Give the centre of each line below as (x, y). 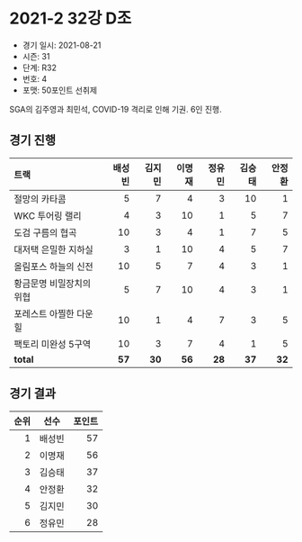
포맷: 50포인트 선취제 (59, 90)
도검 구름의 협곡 (45, 232)
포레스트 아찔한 (44, 313)
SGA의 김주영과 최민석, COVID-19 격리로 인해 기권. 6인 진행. (115, 109)
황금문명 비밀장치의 (53, 283)
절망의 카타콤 (40, 199)
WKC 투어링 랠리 (48, 215)
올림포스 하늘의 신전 (54, 266)
